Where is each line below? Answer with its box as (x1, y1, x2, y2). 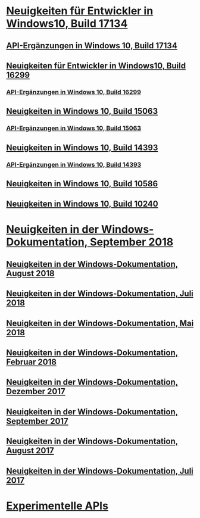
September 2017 (6, 416, 68, 426)
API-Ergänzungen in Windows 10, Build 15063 (6, 124, 142, 132)
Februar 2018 (6, 357, 57, 367)
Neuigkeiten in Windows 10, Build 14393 (6, 142, 158, 152)
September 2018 (89, 235, 174, 249)
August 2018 (6, 268, 55, 278)
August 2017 (6, 445, 55, 456)
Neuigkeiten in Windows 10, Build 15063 (6, 106, 158, 117)
